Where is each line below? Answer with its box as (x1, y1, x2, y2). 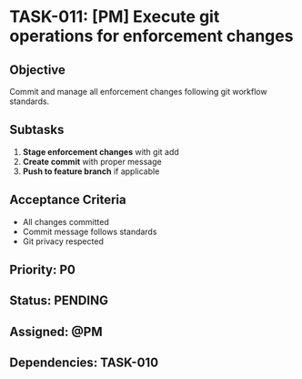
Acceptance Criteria (9, 192, 126, 208)
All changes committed (22, 216, 109, 227)
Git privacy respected (22, 235, 105, 247)
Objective (9, 62, 66, 77)
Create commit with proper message (22, 156, 162, 167)
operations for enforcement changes (9, 26, 294, 46)
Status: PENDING (9, 293, 109, 309)
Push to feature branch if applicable (22, 166, 160, 177)
